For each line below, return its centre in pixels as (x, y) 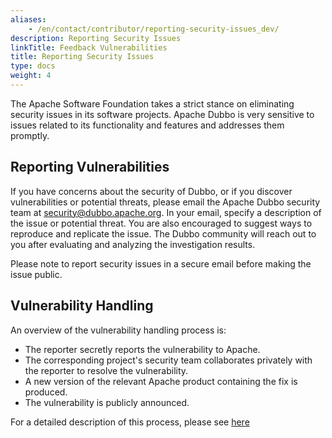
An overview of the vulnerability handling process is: (118, 330)
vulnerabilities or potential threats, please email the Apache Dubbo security (165, 202)
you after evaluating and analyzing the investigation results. (133, 244)
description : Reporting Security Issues (96, 38)
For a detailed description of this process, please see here (130, 422)
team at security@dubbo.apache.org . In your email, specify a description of (166, 212)
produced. (46, 392)
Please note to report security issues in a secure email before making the (161, 263)
